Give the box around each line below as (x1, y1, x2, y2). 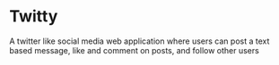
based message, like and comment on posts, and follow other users (9, 45, 260, 55)
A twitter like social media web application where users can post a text (9, 36, 270, 46)
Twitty (9, 6, 58, 27)
